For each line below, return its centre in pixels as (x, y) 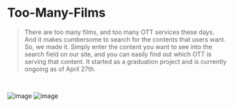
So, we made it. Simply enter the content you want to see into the (118, 47)
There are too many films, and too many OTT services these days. (119, 32)
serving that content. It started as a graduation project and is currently (125, 61)
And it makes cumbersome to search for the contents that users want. (125, 39)
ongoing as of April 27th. (60, 69)
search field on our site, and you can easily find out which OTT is (118, 54)
